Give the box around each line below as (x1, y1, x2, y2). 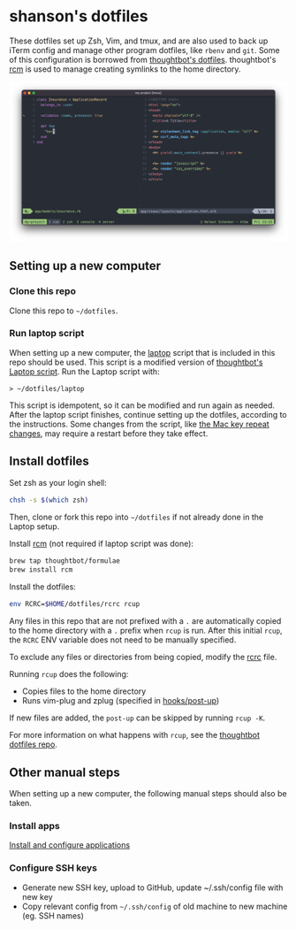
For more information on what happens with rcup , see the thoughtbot (9, 730, 261, 741)
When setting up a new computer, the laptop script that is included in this (9, 347, 276, 357)
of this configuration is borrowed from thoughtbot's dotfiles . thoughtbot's (9, 54, 277, 65)
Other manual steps (9, 765, 121, 780)
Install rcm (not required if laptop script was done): (9, 538, 194, 549)
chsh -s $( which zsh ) (9, 496, 89, 504)
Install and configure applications (9, 840, 131, 850)
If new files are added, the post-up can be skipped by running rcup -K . (9, 712, 266, 723)
